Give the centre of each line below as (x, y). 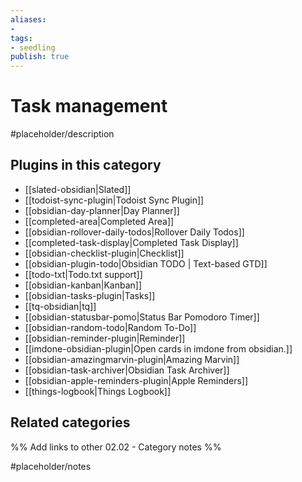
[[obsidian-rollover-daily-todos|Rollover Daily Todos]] (134, 232)
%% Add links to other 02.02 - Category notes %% (116, 447)
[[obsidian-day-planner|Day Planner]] (102, 210)
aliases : (28, 19)
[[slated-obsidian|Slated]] (78, 189)
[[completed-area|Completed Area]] (99, 221)
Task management (89, 106)
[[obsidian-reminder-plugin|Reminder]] (105, 338)
